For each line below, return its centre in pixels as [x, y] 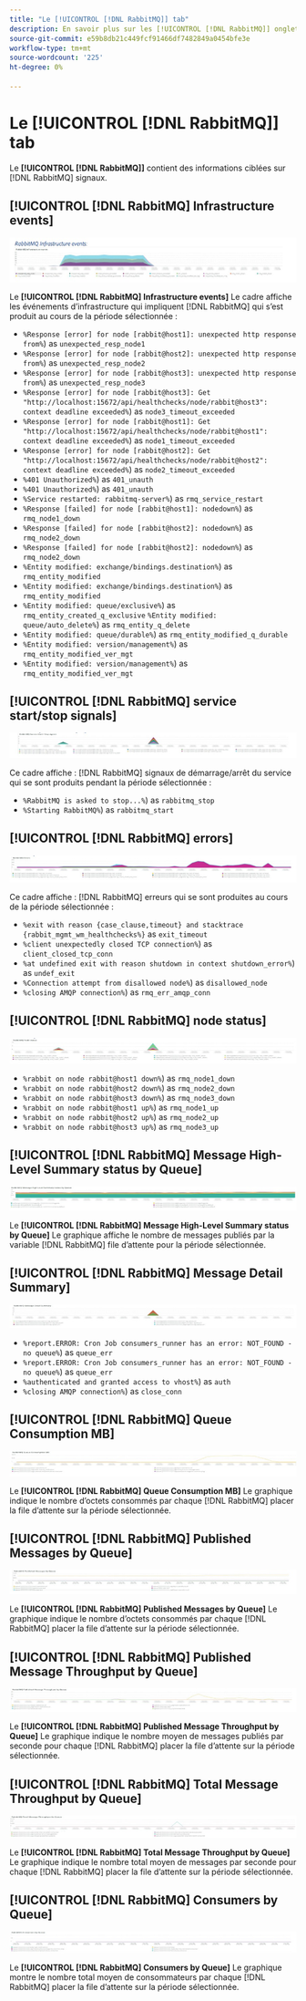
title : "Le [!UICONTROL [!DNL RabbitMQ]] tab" [99, 19]
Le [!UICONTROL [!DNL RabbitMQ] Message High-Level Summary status [149, 1225]
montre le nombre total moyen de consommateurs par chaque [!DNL [138, 1977]
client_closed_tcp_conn [68, 954]
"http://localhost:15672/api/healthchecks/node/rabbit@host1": [145, 431]
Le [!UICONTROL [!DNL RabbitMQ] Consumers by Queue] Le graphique [146, 1968]
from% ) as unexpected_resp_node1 [84, 343]
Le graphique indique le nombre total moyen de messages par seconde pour [153, 1861]
